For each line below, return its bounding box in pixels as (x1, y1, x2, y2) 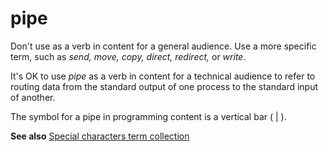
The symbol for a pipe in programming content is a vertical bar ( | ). (10, 110, 287, 122)
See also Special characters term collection (10, 130, 190, 142)
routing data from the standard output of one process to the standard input (10, 80, 319, 92)
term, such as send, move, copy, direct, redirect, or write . (10, 50, 247, 62)
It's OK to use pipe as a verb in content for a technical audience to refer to (10, 70, 316, 82)
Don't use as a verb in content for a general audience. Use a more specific (10, 40, 317, 52)
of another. (10, 91, 56, 103)
